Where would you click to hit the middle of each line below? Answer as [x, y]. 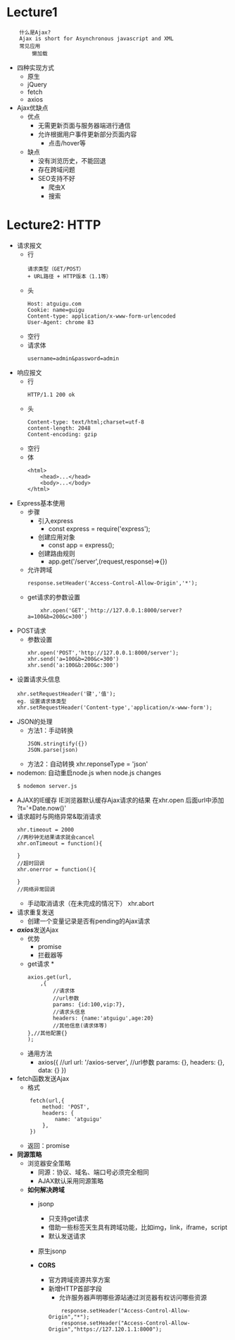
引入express [56, 520]
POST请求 [31, 630]
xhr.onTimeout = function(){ [59, 843]
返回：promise [48, 1145]
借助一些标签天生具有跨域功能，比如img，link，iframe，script [138, 1227]
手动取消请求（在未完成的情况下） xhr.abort [90, 903]
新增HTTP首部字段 [75, 1288]
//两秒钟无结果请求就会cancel [56, 837]
